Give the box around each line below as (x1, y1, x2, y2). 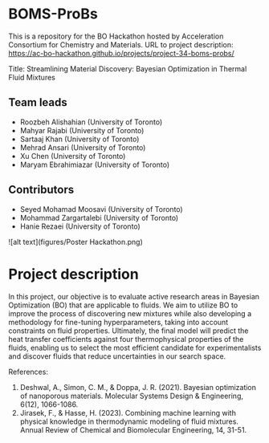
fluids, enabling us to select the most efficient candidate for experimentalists (8, 343, 262, 352)
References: (8, 367, 48, 376)
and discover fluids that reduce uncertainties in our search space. (8, 351, 226, 361)
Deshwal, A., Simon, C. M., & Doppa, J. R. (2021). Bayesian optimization (19, 382, 257, 392)
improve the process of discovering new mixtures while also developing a (8, 308, 251, 318)
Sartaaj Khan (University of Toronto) (19, 134, 140, 144)
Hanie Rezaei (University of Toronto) (19, 221, 141, 231)
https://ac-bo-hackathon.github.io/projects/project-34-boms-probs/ (8, 48, 234, 58)
